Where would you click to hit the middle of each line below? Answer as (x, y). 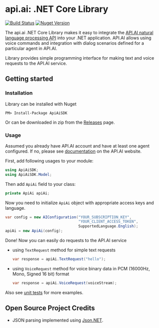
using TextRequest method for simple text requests (64, 250)
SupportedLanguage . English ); (108, 226)
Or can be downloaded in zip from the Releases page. (60, 122)
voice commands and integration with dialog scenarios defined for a (75, 43)
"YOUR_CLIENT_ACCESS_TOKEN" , (108, 222)
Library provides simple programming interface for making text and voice (80, 58)
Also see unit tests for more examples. (44, 292)
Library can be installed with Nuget (41, 104)
